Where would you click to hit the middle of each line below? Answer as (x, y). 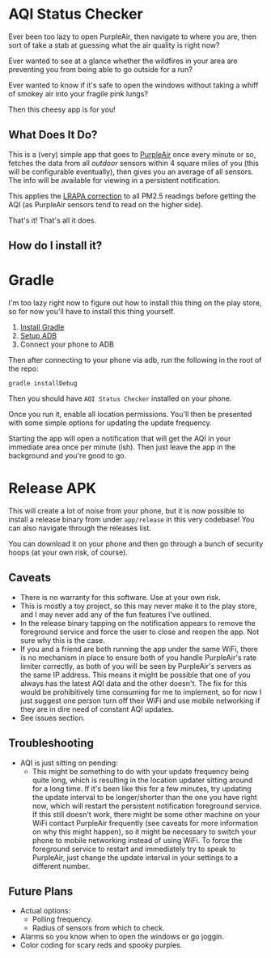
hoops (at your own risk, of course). (68, 552)
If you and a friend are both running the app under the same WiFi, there (139, 649)
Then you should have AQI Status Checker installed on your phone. (120, 398)
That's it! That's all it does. (53, 220)
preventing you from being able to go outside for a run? (100, 69)
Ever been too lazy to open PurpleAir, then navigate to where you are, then (133, 36)
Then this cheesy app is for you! (62, 109)
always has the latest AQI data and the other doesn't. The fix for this (133, 683)
